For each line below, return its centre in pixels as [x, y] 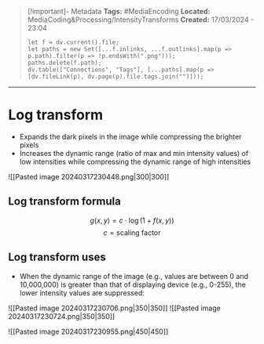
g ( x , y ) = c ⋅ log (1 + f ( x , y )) [132, 220]
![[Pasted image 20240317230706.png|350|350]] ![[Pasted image [115, 308]
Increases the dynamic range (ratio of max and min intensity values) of [134, 153]
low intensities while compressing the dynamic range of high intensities [135, 161]
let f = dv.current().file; [73, 42]
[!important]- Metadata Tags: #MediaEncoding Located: [119, 11]
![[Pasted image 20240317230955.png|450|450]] [88, 331]
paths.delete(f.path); [64, 63]
